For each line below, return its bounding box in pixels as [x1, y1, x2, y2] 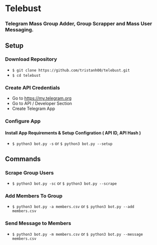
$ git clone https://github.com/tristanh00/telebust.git [12, 68, 130, 73]
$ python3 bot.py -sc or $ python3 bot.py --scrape [12, 180, 117, 186]
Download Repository [5, 56, 57, 63]
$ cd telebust [12, 73, 41, 78]
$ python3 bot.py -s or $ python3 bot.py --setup [12, 140, 113, 146]
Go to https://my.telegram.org [12, 95, 72, 101]
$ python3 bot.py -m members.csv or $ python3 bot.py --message [12, 231, 143, 237]
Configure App [5, 118, 41, 124]
